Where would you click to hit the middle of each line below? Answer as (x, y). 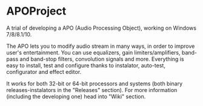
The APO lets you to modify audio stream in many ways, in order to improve (101, 46)
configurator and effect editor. (44, 71)
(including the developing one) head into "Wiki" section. (76, 96)
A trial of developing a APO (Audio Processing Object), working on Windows (101, 28)
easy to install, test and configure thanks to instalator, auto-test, (86, 65)
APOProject (36, 11)
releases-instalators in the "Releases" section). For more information (92, 90)
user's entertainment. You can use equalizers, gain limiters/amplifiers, (93, 52)
